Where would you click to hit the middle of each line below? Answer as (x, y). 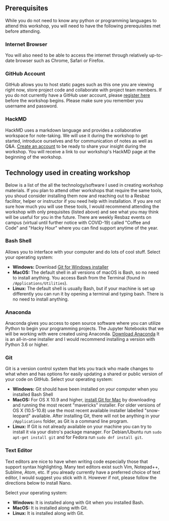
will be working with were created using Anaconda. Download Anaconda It (82, 334)
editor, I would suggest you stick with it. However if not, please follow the (81, 477)
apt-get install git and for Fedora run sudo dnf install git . (78, 437)
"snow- (152, 411)
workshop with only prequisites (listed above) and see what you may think (82, 212)
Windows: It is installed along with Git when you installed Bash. (78, 502)
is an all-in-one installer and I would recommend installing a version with (80, 339)
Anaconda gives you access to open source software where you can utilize (83, 323)
